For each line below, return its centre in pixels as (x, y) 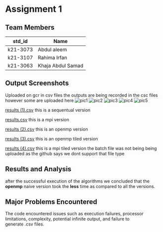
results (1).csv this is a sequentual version (48, 110)
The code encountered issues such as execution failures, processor (74, 214)
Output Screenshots (37, 83)
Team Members (30, 27)
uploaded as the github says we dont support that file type (65, 153)
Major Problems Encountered (51, 202)
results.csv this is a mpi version (37, 119)
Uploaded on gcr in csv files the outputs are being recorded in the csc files (81, 95)
